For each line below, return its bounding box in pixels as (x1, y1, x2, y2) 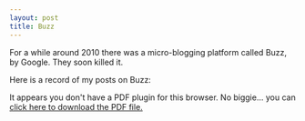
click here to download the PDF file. (9, 101, 143, 112)
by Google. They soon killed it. (9, 56, 124, 67)
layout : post (9, 13, 59, 23)
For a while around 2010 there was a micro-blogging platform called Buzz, (9, 46, 288, 57)
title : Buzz (9, 22, 55, 31)
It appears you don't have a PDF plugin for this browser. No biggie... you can (9, 92, 296, 103)
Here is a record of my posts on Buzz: (9, 74, 152, 85)
